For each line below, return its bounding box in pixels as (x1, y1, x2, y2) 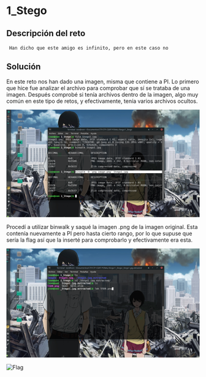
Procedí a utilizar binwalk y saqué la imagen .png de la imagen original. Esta (6, 223, 198, 231)
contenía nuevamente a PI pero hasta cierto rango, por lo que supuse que (6, 230, 193, 237)
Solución (6, 62, 41, 72)
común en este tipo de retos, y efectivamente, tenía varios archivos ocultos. (6, 97, 198, 105)
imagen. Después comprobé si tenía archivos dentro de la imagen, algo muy (6, 91, 199, 98)
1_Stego (6, 4, 47, 18)
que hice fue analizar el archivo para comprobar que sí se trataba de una (6, 84, 190, 92)
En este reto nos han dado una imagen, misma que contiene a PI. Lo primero (6, 78, 199, 85)
